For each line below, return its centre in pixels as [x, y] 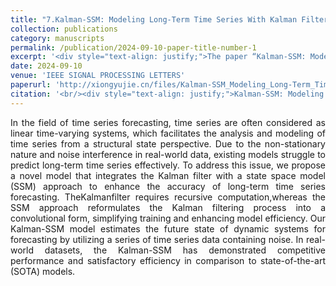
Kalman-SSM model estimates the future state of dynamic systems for [168, 228]
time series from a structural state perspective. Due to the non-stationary [168, 143]
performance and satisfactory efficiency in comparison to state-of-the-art [168, 260]
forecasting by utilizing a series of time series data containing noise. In [157, 239]
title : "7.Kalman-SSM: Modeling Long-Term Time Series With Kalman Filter [169, 19]
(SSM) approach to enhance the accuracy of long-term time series [168, 186]
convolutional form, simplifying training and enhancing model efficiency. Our [168, 218]
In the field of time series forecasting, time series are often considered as [168, 122]
